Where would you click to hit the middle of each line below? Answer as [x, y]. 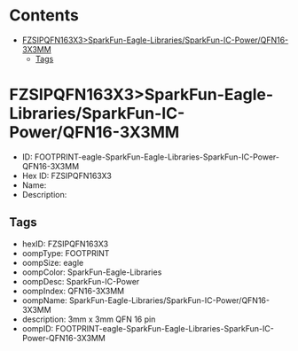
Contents [44, 16]
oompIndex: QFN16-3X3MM [73, 291]
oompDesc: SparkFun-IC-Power [81, 281]
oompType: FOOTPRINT [66, 253]
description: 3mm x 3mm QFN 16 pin [89, 319]
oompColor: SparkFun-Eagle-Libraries [92, 272]
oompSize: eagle [53, 262]
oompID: [38, 328]
